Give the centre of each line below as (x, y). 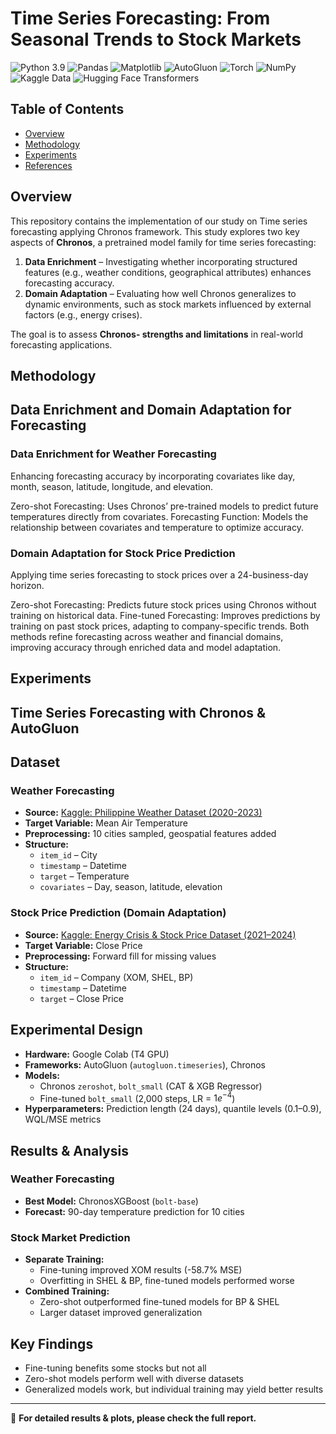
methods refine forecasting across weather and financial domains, (147, 636)
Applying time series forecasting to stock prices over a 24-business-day (159, 574)
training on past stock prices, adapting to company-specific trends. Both (160, 626)
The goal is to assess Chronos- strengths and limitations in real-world (157, 334)
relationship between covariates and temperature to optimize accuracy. (157, 527)
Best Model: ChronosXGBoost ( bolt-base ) (111, 1201)
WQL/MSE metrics (63, 1119)
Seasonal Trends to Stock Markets (156, 39)
